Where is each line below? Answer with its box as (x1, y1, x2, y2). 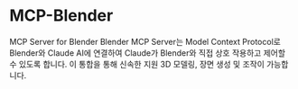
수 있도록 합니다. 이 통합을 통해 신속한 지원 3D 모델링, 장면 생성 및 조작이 (9, 58, 265, 69)
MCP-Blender (9, 5, 114, 26)
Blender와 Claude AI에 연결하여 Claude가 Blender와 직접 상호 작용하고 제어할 (9, 47, 286, 58)
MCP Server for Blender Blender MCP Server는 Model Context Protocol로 (9, 36, 282, 47)
